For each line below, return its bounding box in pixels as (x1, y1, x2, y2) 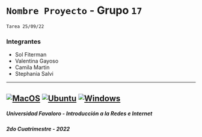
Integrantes (6, 37, 41, 46)
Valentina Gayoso (14, 58, 59, 65)
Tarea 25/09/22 (6, 23, 44, 29)
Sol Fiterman (14, 51, 47, 58)
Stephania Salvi (14, 70, 54, 78)
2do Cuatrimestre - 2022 (6, 125, 70, 132)
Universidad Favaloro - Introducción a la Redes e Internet (6, 110, 153, 117)
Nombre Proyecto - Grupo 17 (6, 4, 142, 17)
